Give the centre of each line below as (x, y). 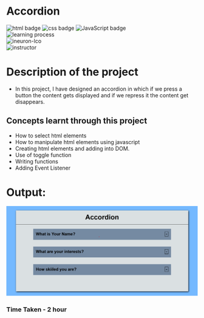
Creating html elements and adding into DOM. (72, 148)
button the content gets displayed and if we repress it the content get (102, 95)
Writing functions (37, 161)
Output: (26, 192)
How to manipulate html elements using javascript (77, 142)
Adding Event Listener (43, 168)
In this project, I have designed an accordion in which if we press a (98, 89)
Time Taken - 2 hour (36, 309)
